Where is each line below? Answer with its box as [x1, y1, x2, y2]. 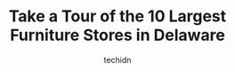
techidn [103, 54, 132, 65]
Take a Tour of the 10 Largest [8, 6, 227, 27]
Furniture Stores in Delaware [9, 25, 226, 45]
